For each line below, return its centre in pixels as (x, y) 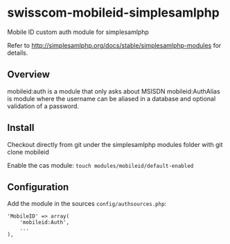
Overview (29, 75)
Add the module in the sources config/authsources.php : (87, 204)
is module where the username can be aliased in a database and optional (112, 98)
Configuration (38, 187)
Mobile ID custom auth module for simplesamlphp (78, 32)
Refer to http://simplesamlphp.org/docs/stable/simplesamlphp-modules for (114, 45)
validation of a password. (43, 106)
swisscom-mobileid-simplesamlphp (113, 13)
